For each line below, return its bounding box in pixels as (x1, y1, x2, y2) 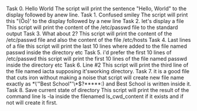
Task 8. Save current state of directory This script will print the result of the (6, 87, 189, 93)
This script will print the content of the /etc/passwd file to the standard (6, 24, 179, 31)
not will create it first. (6, 99, 58, 106)
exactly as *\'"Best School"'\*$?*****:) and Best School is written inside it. (6, 80, 192, 87)
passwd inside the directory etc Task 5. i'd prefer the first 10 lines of (6, 49, 172, 56)
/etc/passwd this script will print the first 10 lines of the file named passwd (6, 56, 188, 62)
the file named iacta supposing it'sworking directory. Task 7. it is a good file (6, 68, 190, 74)
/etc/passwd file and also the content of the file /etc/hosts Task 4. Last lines (6, 37, 191, 43)
